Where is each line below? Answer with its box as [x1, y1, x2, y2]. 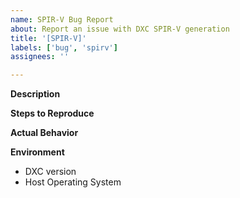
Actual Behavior [10, 127, 79, 139]
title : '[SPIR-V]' [10, 33, 87, 43]
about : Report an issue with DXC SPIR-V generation [10, 24, 230, 34]
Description [10, 88, 61, 100]
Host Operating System [24, 176, 122, 188]
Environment [10, 146, 65, 158]
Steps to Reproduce [10, 107, 95, 120]
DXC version [24, 166, 77, 178]
